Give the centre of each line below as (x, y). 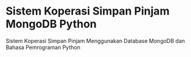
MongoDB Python (51, 24)
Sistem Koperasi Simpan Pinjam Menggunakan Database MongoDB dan (95, 41)
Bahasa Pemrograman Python (43, 47)
